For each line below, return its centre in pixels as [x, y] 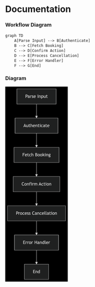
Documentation [38, 9]
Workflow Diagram [28, 25]
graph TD [14, 36]
